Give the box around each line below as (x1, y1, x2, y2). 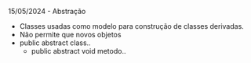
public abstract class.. (19, 38, 92, 47)
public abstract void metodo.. (31, 47, 126, 55)
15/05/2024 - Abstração (8, 7, 86, 16)
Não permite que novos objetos (19, 30, 122, 39)
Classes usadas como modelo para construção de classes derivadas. (19, 22, 245, 30)
